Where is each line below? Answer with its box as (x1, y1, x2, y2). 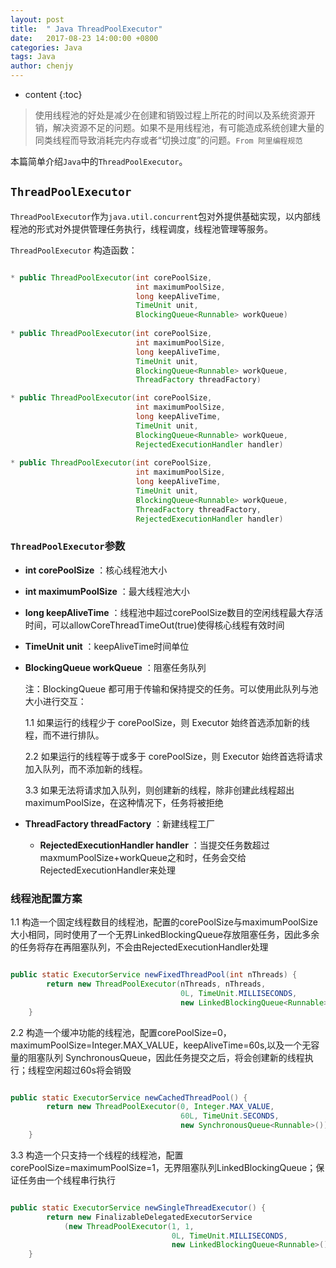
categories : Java (10, 42, 83, 53)
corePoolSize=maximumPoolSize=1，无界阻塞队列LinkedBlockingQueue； (10, 1161, 317, 1173)
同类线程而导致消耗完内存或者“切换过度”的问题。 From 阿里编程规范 (34, 134, 303, 146)
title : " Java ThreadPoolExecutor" (10, 24, 163, 34)
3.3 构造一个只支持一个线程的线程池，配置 (10, 1149, 184, 1161)
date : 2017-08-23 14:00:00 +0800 (10, 33, 159, 43)
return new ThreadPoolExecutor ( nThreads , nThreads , (46, 979, 267, 990)
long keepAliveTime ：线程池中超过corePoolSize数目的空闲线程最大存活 (24, 606, 324, 618)
